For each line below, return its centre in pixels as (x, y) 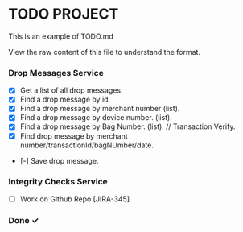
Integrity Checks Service (58, 181)
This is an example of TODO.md (61, 36)
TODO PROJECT (64, 14)
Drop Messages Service (56, 72)
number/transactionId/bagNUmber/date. (87, 145)
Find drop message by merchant (74, 136)
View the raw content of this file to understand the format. (105, 52)
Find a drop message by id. (65, 99)
